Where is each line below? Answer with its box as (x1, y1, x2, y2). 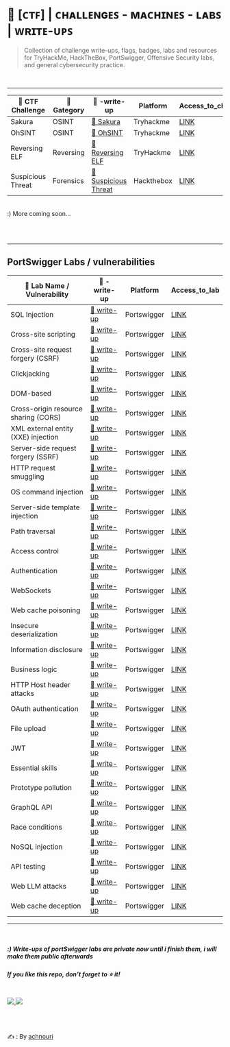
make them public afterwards (7, 952, 94, 961)
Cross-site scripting (10, 329, 76, 339)
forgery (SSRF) (10, 452, 60, 461)
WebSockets (10, 586, 51, 595)
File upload (10, 723, 47, 733)
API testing (10, 861, 46, 871)
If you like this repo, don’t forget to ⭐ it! (7, 970, 121, 978)
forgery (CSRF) (10, 353, 60, 363)
